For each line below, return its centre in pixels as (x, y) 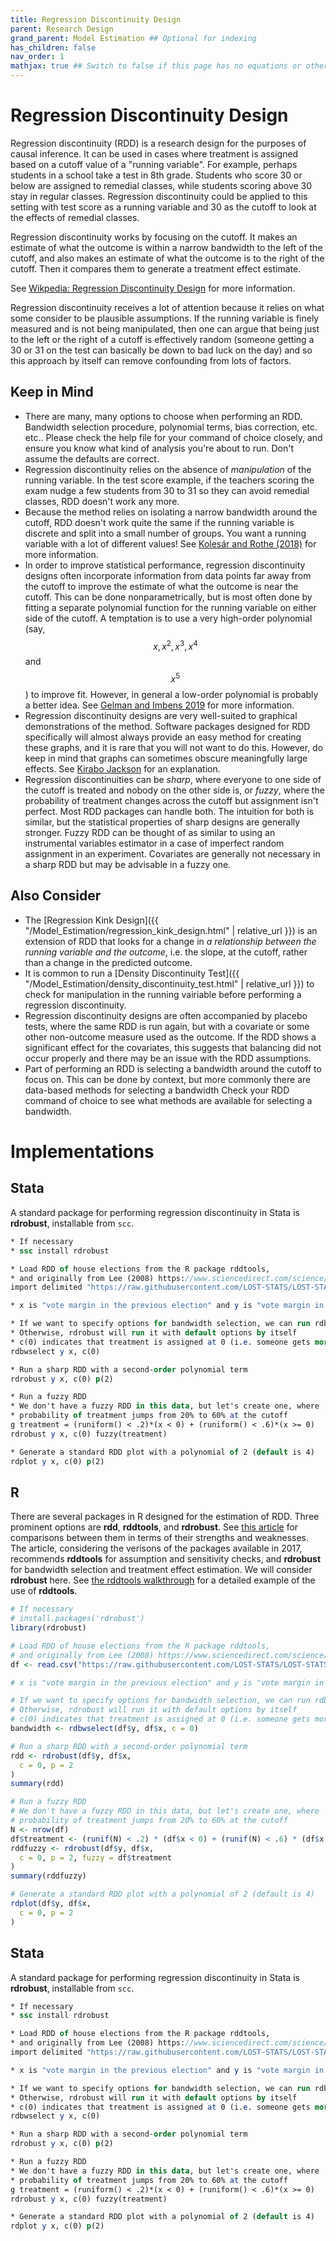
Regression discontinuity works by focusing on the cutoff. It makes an (154, 237)
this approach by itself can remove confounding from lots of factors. (151, 360)
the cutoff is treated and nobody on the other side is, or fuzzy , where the (174, 790)
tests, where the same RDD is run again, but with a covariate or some (167, 1026)
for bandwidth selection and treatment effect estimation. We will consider (161, 1570)
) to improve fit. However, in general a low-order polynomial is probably (171, 695)
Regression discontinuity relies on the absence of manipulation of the (168, 469)
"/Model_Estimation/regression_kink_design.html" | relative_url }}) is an (171, 930)
